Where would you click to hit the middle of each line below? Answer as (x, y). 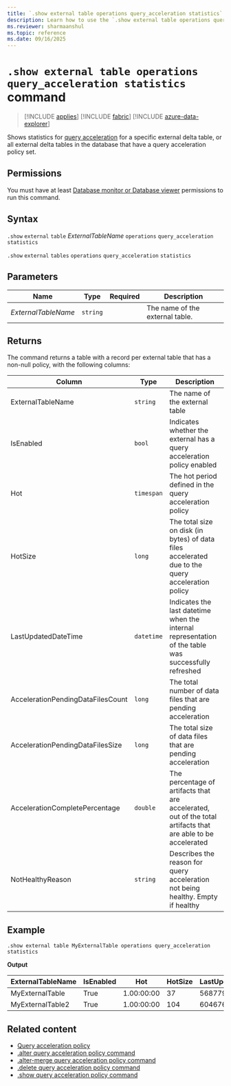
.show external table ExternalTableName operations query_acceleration (110, 236)
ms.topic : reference (37, 33)
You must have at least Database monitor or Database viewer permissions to (115, 190)
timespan (148, 493)
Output (18, 965)
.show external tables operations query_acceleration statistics (99, 256)
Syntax (23, 219)
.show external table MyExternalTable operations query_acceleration (109, 946)
